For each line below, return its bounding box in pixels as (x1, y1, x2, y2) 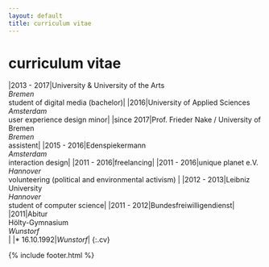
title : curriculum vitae (8, 19, 92, 27)
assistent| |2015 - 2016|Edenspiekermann (8, 140, 147, 150)
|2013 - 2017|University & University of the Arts (8, 81, 165, 90)
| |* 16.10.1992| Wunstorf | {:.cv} (8, 235, 110, 244)
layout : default (8, 11, 63, 20)
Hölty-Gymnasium (8, 218, 69, 227)
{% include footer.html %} (8, 251, 95, 261)
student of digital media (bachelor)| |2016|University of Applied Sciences (8, 98, 250, 107)
